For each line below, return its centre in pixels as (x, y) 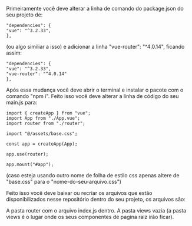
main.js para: (22, 102)
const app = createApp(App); (42, 144)
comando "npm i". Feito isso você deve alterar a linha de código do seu (92, 96)
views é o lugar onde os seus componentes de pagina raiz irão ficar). (90, 217)
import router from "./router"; (46, 123)
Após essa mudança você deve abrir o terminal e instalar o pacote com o (95, 90)
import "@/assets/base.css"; (42, 134)
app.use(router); (27, 154)
